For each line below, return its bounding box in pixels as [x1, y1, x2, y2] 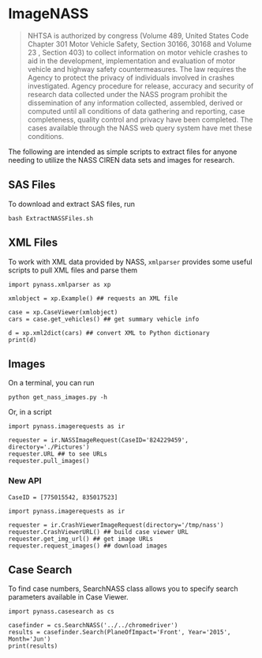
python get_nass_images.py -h [8, 393, 108, 401]
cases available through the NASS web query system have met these [27, 123, 253, 133]
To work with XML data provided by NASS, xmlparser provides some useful [8, 257, 253, 266]
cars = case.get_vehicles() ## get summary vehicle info [8, 315, 200, 323]
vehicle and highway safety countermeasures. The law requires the [27, 64, 247, 73]
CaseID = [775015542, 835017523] [8, 493, 118, 502]
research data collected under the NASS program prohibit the [27, 89, 227, 99]
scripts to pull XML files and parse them [8, 265, 138, 275]
